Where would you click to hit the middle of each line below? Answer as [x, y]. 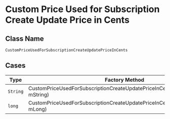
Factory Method [124, 80]
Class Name [25, 39]
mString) [39, 94]
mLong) [38, 109]
